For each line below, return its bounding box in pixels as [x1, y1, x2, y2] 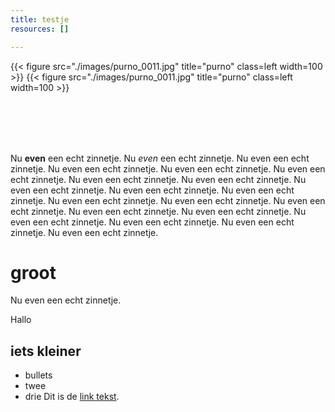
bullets [24, 369, 53, 381]
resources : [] [10, 24, 70, 34]
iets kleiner [10, 342, 82, 360]
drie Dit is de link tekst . [24, 391, 120, 403]
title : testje [10, 14, 70, 25]
